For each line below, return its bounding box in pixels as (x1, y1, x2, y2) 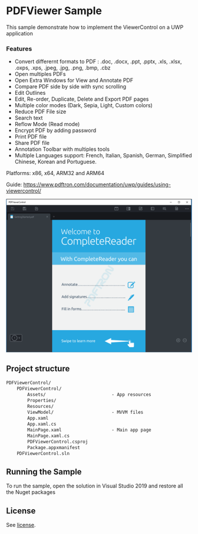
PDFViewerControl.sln (16, 451, 70, 457)
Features (6, 44, 32, 52)
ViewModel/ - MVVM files (27, 410, 144, 416)
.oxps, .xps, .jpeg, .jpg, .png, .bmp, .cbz (14, 64, 111, 71)
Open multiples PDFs (14, 71, 66, 78)
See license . (6, 522, 37, 529)
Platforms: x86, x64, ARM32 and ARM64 (6, 170, 105, 177)
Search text (14, 114, 43, 121)
